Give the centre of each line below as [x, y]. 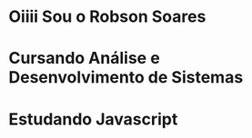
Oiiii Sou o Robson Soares [107, 17]
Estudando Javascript [93, 119]
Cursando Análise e [84, 59]
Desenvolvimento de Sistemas [126, 78]
